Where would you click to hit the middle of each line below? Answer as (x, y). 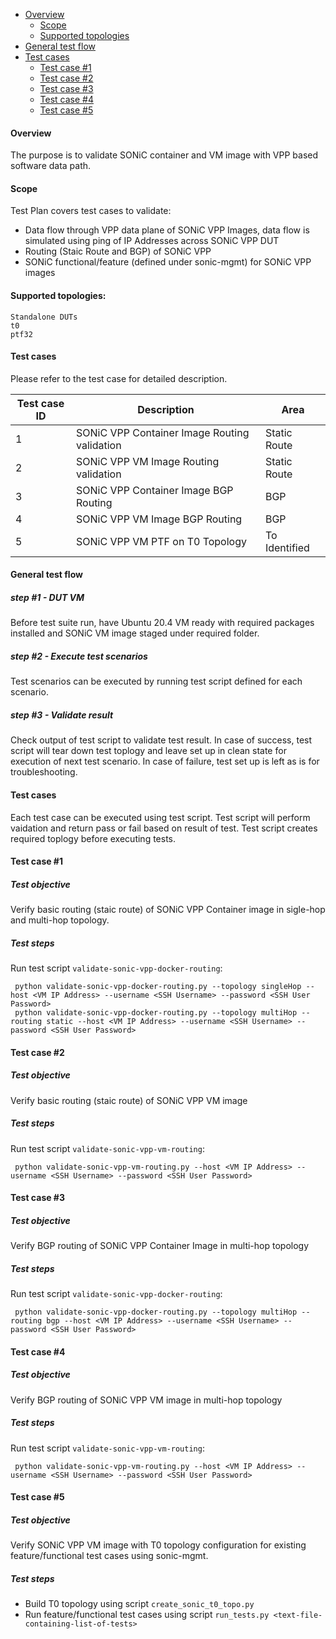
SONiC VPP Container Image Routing (163, 432)
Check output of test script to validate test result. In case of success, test (161, 740)
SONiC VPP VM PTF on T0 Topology (161, 541)
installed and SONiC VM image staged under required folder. (135, 633)
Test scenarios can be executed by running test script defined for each (156, 681)
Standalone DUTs (44, 317)
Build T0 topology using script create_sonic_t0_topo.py (139, 1604)
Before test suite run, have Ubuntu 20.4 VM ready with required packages (162, 623)
